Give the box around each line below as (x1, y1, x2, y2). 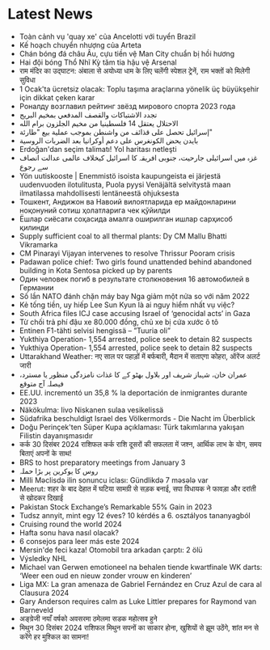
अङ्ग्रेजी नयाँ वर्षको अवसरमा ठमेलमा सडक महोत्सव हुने (19, 614, 158, 623)
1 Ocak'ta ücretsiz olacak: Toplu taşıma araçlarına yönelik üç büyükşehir (19, 84, 259, 94)
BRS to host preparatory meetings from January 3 (19, 458, 186, 467)
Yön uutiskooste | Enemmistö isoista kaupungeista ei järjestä (19, 171, 221, 180)
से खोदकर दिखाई (19, 492, 64, 502)
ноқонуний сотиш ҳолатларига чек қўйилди (19, 205, 171, 215)
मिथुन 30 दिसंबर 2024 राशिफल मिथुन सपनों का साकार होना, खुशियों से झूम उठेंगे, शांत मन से (19, 623, 259, 632)
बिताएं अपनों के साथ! (19, 448, 72, 458)
